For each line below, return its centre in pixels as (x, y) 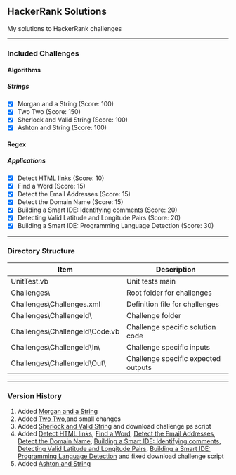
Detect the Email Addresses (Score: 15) (74, 194)
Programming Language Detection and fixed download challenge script (120, 456)
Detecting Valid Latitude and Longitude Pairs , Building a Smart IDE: (114, 449)
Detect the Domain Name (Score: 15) (70, 202)
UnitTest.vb (30, 281)
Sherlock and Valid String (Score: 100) (73, 120)
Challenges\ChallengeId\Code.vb (65, 331)
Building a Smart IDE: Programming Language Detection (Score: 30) (116, 226)
